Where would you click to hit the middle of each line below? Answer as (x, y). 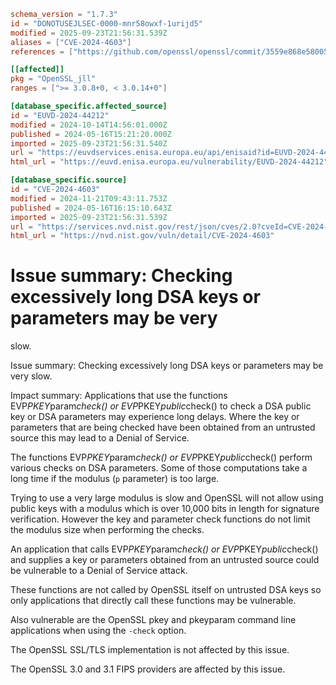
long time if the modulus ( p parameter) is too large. (115, 479)
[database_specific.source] (69, 180)
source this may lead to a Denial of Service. (100, 438)
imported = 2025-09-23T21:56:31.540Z (89, 143)
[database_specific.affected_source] (89, 106)
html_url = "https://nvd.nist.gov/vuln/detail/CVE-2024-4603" (142, 236)
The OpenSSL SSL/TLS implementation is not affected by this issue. (150, 650)
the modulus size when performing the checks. (107, 530)
